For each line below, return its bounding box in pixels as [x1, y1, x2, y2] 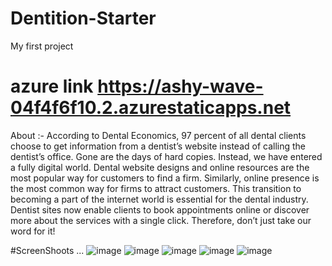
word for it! [10, 225, 56, 237]
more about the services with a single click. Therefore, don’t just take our [10, 214, 312, 226]
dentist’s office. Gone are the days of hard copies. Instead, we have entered [10, 150, 323, 162]
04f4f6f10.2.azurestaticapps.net [10, 97, 292, 119]
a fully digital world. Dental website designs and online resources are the [10, 161, 310, 173]
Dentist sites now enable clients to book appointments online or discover [10, 203, 310, 216]
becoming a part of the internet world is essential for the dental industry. [10, 193, 309, 205]
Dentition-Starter [10, 7, 157, 30]
